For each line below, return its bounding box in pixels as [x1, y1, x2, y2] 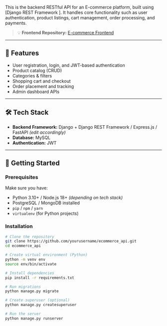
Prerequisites [5, 173, 38, 180]
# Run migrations [5, 284, 41, 289]
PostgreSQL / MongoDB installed [12, 200, 80, 206]
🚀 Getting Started [5, 159, 60, 167]
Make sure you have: [5, 185, 48, 191]
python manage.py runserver [5, 316, 64, 321]
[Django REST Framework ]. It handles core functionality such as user [5, 9, 148, 15]
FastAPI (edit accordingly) [12, 129, 66, 135]
